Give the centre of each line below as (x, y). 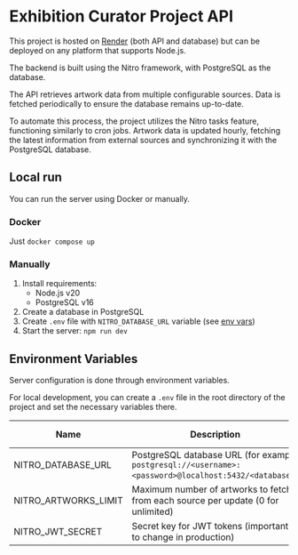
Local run (35, 177)
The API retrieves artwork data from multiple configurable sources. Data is (145, 94)
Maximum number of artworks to (200, 489)
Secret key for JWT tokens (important (210, 527)
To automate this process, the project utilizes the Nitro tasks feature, (134, 121)
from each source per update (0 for (205, 501)
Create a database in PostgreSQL (83, 312)
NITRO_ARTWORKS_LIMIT (68, 501)
